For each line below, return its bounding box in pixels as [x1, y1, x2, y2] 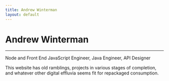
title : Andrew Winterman [5, 7, 57, 13]
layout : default [5, 12, 39, 17]
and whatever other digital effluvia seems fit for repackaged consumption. [5, 70, 159, 76]
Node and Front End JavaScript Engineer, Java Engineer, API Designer [5, 55, 151, 61]
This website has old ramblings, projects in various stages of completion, [5, 65, 157, 71]
